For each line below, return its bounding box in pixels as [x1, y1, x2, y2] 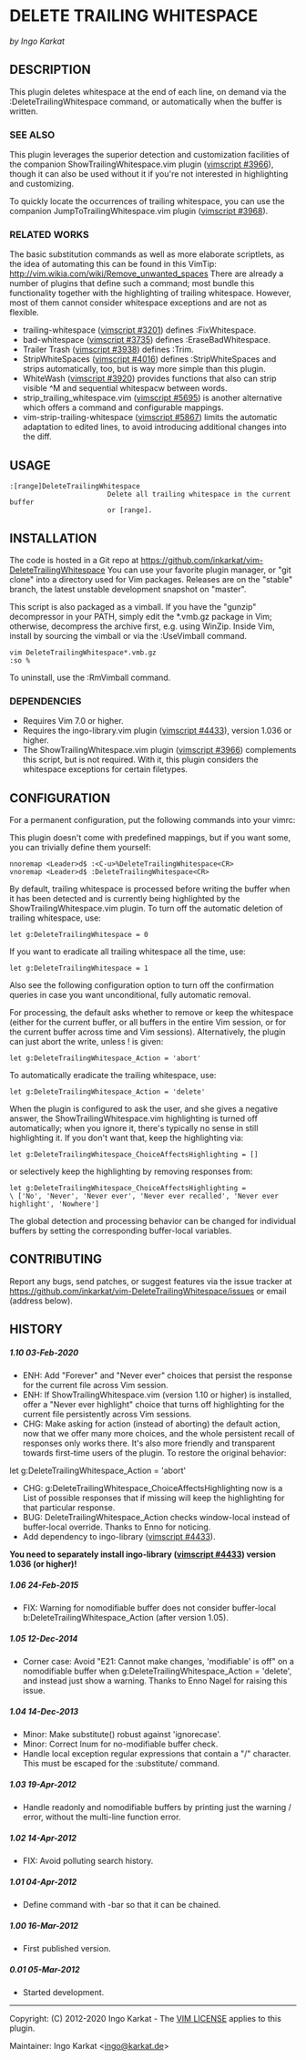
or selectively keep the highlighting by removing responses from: [9, 1166, 253, 1177]
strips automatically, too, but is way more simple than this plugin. [22, 364, 266, 375]
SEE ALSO [9, 129, 56, 141]
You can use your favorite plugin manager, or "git [107, 564, 291, 575]
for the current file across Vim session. [22, 1380, 168, 1391]
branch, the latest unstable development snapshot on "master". [9, 583, 247, 594]
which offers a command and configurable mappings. [22, 402, 224, 413]
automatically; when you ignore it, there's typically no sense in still [9, 1123, 259, 1134]
